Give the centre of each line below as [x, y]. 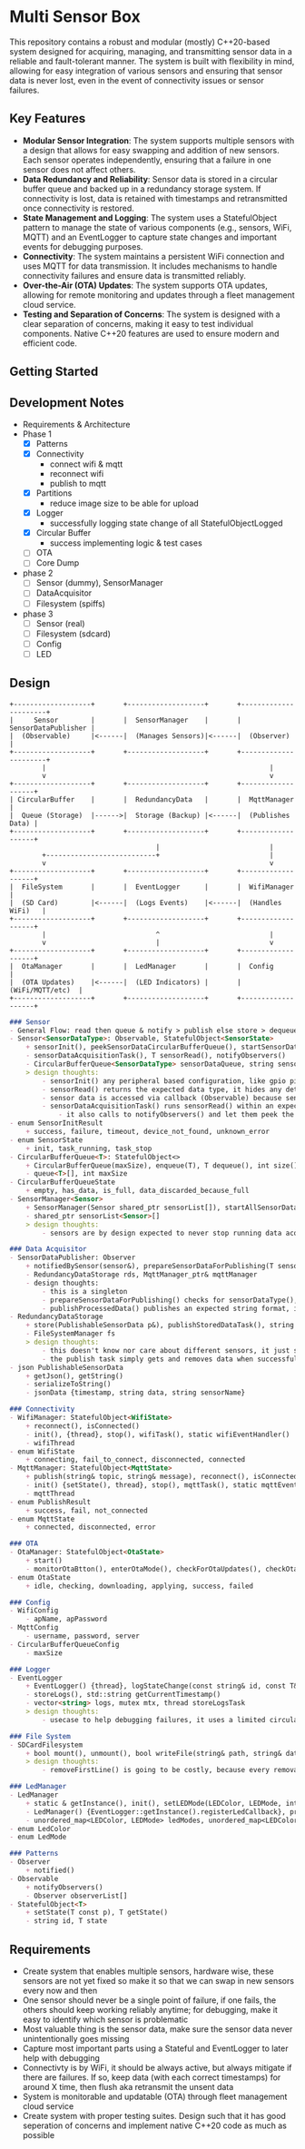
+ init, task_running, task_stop [89, 1148]
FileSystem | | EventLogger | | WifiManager [158, 887]
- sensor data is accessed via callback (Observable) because [162, 1098]
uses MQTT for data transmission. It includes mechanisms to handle [150, 266]
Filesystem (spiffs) [71, 603]
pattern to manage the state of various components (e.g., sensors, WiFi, [157, 227]
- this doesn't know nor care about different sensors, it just [166, 1350]
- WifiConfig [34, 1611]
